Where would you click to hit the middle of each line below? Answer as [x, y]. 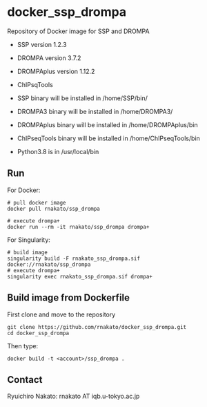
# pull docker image [37, 202]
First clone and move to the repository [61, 314]
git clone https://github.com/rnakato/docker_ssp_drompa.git [97, 327]
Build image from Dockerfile [68, 298]
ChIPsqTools [35, 84]
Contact [25, 380]
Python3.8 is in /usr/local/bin [58, 151]
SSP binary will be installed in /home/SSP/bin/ [82, 98]
